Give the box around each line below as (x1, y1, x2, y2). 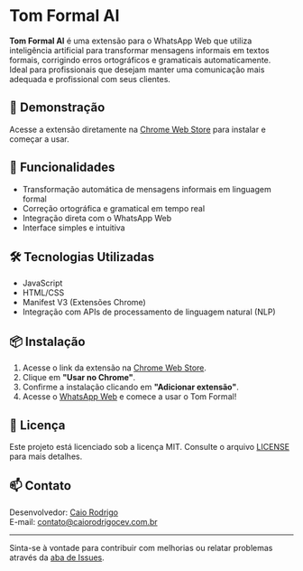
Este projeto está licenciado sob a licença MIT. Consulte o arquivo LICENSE (9, 442, 290, 452)
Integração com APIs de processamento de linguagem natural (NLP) (22, 306, 277, 317)
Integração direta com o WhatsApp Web (22, 212, 172, 223)
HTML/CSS (22, 287, 65, 298)
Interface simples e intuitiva (22, 222, 125, 233)
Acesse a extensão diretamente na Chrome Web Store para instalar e (9, 124, 266, 135)
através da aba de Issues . (9, 552, 106, 563)
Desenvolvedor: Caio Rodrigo (9, 507, 119, 518)
